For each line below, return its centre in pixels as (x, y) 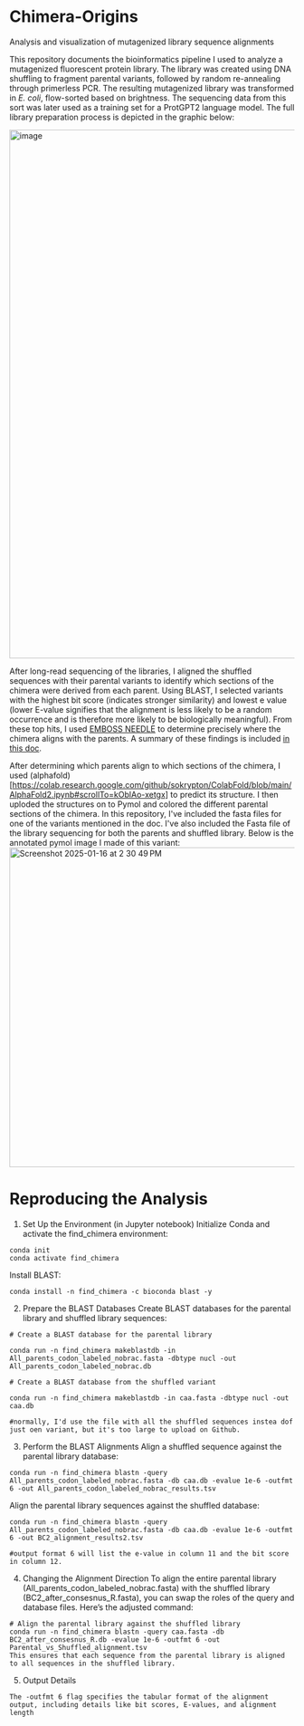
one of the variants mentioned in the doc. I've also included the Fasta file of (150, 823)
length (22, 1712)
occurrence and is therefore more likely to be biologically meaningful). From (151, 719)
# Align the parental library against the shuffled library (125, 1624)
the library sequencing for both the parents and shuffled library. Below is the (152, 833)
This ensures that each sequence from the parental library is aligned (147, 1655)
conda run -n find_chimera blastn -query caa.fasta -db (117, 1632)
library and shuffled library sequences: (95, 1318)
